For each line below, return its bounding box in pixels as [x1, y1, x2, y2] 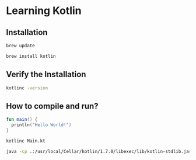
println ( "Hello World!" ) [11, 122, 72, 128]
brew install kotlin [6, 53, 57, 59]
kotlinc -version [6, 85, 48, 91]
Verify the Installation [6, 69, 86, 79]
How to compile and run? [6, 101, 99, 111]
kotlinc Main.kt [6, 138, 45, 144]
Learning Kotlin [6, 4, 82, 18]
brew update [6, 43, 35, 48]
